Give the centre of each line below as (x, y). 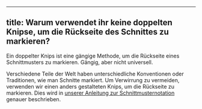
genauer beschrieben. (34, 99)
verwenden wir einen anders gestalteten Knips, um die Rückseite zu (90, 86)
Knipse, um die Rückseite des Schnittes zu (88, 32)
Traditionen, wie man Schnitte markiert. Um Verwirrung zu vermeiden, (93, 80)
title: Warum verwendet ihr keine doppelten (89, 22)
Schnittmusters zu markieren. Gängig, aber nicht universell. (80, 62)
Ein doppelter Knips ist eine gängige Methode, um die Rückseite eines (93, 56)
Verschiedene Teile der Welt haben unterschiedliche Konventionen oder (95, 74)
